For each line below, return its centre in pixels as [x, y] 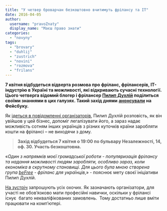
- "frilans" [22, 71]
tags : [11, 43]
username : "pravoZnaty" [34, 24]
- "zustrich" [23, 56]
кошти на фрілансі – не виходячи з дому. [48, 132]
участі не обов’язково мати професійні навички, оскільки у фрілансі [78, 193]
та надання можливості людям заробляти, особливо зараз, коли [75, 162]
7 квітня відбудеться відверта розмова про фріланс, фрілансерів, [77, 85]
